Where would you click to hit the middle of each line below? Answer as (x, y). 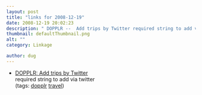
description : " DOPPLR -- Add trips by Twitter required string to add (99, 28)
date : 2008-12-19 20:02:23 (40, 23)
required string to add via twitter (55, 79)
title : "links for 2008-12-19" (45, 17)
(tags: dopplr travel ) (39, 85)
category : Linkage (29, 45)
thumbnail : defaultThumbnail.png (48, 34)
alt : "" (16, 39)
